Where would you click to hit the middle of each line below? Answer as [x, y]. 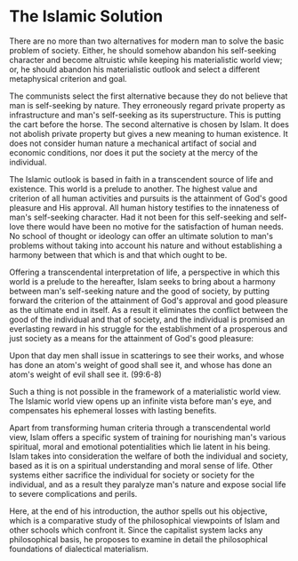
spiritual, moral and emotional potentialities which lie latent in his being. [140, 446]
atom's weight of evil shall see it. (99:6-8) [85, 374]
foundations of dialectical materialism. [79, 549]
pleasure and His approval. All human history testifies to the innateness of [145, 207]
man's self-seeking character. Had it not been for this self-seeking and [139, 217]
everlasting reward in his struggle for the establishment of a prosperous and [148, 329]
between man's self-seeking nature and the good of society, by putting [139, 291]
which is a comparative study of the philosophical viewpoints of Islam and [145, 520]
